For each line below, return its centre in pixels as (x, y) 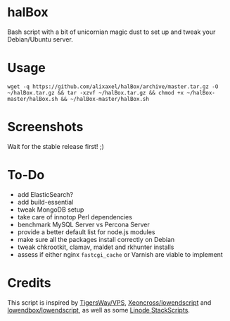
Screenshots (45, 127)
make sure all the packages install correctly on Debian (96, 239)
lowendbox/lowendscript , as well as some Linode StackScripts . (98, 310)
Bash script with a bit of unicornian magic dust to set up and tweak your (111, 32)
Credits (29, 283)
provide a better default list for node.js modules (87, 232)
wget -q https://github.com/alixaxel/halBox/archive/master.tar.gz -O (113, 86)
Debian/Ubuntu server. (40, 39)
